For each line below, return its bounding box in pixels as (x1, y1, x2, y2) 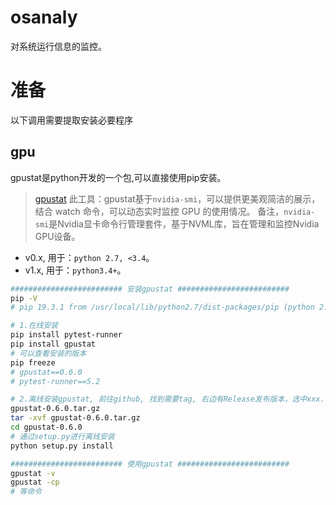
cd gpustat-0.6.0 (10, 422, 83, 433)
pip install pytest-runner (10, 330, 123, 340)
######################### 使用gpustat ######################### (10, 459, 290, 469)
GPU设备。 (34, 230, 81, 242)
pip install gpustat (10, 339, 97, 350)
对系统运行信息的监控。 (10, 40, 107, 52)
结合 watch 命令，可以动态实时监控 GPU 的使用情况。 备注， (34, 205, 285, 217)
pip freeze (10, 357, 56, 368)
